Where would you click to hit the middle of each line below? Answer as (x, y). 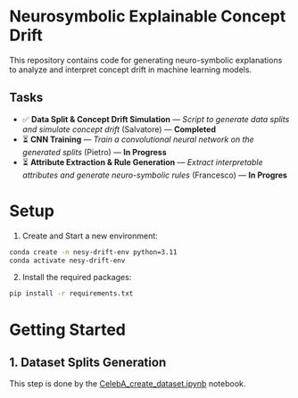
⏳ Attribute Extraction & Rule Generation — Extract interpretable (142, 162)
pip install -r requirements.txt (71, 294)
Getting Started (68, 330)
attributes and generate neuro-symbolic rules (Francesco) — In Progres (155, 175)
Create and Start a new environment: (90, 236)
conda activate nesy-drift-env (67, 261)
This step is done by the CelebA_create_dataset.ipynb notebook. (128, 384)
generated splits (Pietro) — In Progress (94, 152)
